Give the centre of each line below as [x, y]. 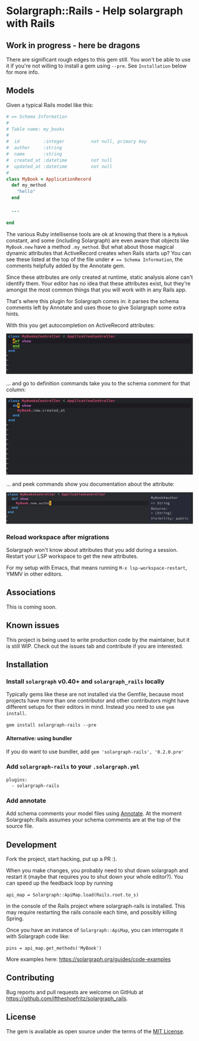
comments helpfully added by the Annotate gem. [66, 265]
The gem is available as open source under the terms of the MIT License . [95, 1031]
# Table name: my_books [36, 129]
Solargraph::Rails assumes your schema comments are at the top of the [93, 820]
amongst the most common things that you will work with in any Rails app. [97, 290]
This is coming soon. [32, 607]
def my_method [29, 185]
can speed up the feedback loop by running [60, 883]
